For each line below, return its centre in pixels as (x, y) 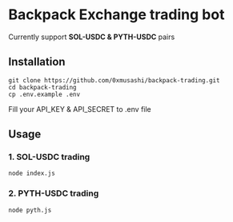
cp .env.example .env (44, 94)
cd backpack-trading (43, 87)
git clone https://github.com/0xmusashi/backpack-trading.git (114, 80)
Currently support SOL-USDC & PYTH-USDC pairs (92, 37)
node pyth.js (30, 210)
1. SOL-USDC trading (49, 157)
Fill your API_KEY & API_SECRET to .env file (80, 109)
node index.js (32, 173)
